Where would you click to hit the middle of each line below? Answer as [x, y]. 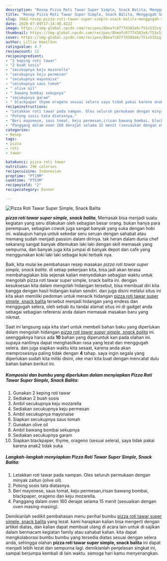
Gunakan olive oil [30, 424]
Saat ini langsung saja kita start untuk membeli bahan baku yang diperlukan [83, 326]
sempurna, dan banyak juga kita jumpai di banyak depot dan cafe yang [78, 249]
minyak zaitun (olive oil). [37, 480]
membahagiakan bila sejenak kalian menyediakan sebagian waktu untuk [79, 275]
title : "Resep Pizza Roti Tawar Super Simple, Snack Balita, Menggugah [81, 14]
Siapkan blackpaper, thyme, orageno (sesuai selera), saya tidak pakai [84, 440]
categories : [18, 130]
